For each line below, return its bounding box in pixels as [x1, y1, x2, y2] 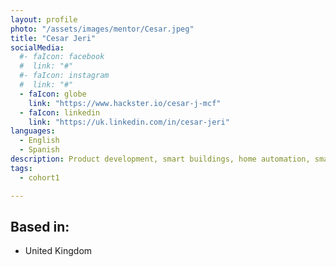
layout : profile [10, 14, 78, 25]
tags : [10, 163, 33, 173]
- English [19, 136, 60, 146]
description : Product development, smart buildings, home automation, [10, 154, 311, 164]
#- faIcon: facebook [19, 52, 105, 62]
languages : [10, 126, 56, 136]
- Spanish [19, 145, 60, 155]
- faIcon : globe [19, 89, 87, 99]
